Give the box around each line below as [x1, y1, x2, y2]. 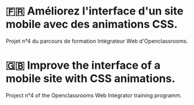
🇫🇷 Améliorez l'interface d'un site [5, 4, 184, 18]
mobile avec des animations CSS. [5, 17, 178, 31]
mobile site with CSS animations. [5, 72, 176, 86]
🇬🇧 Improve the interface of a [5, 59, 161, 72]
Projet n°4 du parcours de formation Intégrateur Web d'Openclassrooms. [5, 37, 189, 45]
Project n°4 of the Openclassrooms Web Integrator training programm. [5, 92, 182, 99]
